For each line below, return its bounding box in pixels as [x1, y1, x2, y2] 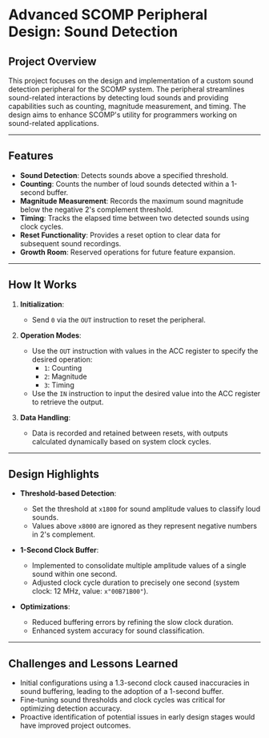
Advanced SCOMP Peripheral [8, 6, 208, 24]
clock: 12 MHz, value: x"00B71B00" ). [31, 586, 149, 596]
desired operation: [31, 355, 93, 364]
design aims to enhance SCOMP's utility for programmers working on [8, 110, 238, 120]
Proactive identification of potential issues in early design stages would [19, 712, 255, 722]
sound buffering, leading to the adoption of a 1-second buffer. [19, 687, 224, 696]
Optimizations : [19, 602, 70, 611]
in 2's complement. [31, 529, 96, 539]
